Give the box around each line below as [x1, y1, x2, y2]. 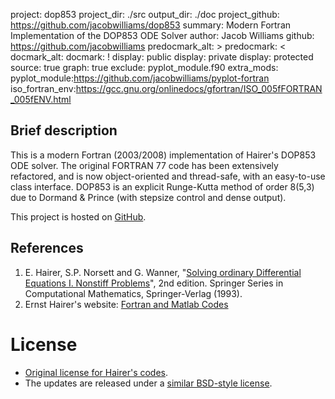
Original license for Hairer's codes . [24, 366, 169, 378]
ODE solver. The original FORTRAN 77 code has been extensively [10, 159, 279, 171]
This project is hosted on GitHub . [10, 210, 147, 223]
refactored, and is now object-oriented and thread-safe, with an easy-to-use [10, 170, 326, 182]
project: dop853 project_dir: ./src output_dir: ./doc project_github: [10, 9, 280, 20]
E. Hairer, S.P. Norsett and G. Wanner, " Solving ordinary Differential [24, 266, 302, 278]
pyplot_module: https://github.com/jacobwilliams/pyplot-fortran [10, 72, 270, 84]
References [10, 240, 84, 257]
